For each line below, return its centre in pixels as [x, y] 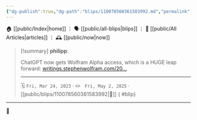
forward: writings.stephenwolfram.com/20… [74, 68]
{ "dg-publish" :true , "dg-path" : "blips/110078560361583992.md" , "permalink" [98, 11]
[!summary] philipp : [45, 51]
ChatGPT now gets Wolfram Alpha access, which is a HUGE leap [98, 62]
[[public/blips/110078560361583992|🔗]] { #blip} [78, 94]
